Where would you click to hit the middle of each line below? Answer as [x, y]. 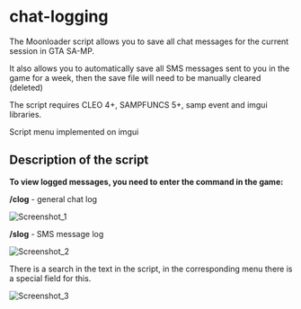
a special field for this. [50, 278]
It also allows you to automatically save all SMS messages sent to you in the [150, 68]
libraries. [26, 114]
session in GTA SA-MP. [52, 50]
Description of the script [79, 160]
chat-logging [59, 17]
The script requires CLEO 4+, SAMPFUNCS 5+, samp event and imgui [138, 104]
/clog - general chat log [53, 199]
